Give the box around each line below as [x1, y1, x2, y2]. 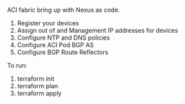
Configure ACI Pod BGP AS [17, 41, 94, 49]
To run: [7, 62, 28, 69]
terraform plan [17, 82, 58, 90]
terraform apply [17, 89, 62, 97]
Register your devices [17, 19, 79, 27]
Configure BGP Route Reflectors [17, 48, 109, 56]
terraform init [17, 75, 55, 83]
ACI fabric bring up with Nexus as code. [7, 6, 120, 14]
